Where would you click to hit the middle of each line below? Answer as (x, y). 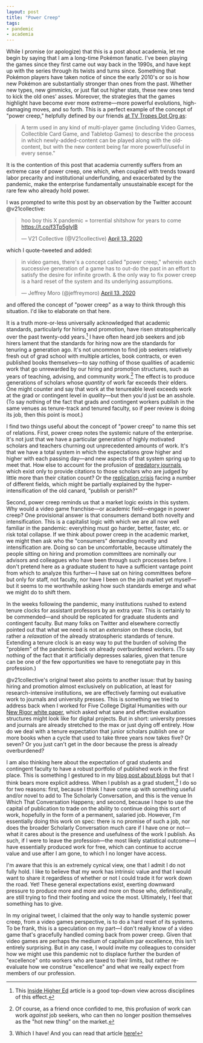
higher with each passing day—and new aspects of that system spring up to (101, 459)
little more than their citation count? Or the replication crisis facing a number (101, 478)
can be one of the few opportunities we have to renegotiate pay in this (94, 662)
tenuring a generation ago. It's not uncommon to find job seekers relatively (99, 349)
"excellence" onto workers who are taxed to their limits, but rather (88, 960)
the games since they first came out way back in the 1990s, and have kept (99, 65)
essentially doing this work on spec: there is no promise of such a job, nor (98, 821)
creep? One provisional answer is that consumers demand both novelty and (100, 515)
